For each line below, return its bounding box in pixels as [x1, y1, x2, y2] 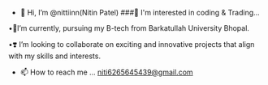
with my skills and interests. [8, 51, 102, 61]
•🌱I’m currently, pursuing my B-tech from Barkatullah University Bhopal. [8, 23, 250, 32]
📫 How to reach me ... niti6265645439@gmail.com [19, 67, 193, 77]
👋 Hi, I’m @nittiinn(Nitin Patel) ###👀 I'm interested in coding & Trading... [19, 8, 260, 17]
